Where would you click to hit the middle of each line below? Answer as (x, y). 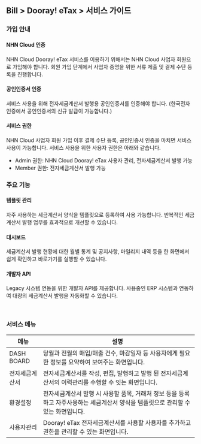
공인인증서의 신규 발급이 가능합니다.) (69, 111)
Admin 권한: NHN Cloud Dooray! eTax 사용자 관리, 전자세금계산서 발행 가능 (103, 160)
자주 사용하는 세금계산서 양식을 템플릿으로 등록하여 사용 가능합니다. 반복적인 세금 (100, 215)
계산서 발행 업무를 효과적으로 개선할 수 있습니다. (62, 222)
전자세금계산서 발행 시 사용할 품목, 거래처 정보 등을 (110, 393)
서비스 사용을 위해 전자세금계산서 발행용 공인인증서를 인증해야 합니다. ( (89, 103)
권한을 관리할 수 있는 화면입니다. (86, 431)
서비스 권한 (19, 126)
